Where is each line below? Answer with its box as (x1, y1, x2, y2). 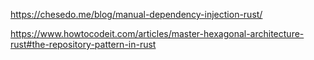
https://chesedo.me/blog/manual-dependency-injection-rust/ (10, 9, 263, 20)
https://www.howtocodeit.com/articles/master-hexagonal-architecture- (10, 28, 305, 39)
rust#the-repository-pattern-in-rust (10, 39, 157, 50)
